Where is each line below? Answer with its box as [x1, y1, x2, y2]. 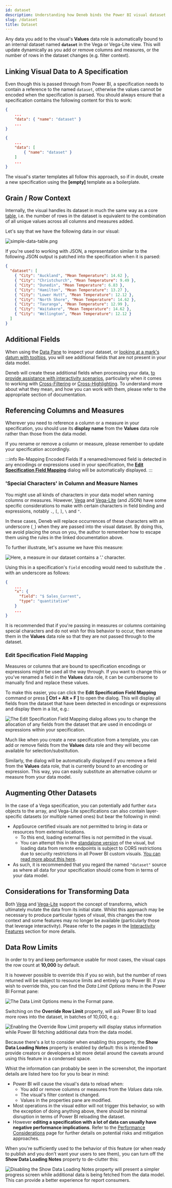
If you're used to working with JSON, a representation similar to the [5, 248, 147, 254]
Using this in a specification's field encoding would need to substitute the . [5, 564, 166, 570]
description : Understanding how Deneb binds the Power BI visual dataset [5, 12, 166, 17]
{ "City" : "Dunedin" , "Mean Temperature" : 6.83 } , [14, 282, 125, 288]
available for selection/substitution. [5, 747, 79, 753]
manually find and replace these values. [5, 679, 90, 686]
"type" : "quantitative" [18, 599, 70, 604]
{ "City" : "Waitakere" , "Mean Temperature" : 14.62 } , [14, 307, 132, 312]
